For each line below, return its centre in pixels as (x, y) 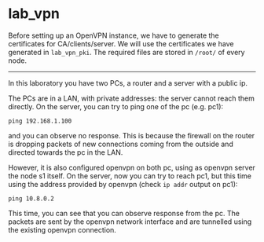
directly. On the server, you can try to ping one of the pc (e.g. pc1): (116, 106)
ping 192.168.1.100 (40, 121)
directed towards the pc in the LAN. (66, 152)
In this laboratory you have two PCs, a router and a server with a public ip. (128, 82)
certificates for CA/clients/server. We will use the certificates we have (121, 43)
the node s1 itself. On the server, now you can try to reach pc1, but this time (130, 176)
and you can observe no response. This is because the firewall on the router (132, 135)
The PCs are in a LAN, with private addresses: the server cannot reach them (132, 98)
